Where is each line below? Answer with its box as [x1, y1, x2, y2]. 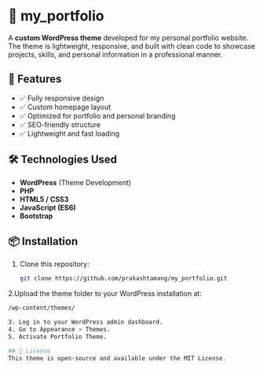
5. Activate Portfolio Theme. [8, 333, 108, 341]
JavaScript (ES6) [19, 203, 76, 212]
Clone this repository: [19, 259, 89, 269]
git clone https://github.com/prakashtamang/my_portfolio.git [19, 275, 228, 283]
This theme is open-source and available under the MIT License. [8, 354, 226, 362]
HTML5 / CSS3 [19, 194, 69, 203]
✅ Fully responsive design [19, 93, 104, 103]
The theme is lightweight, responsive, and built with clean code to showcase [8, 41, 256, 50]
